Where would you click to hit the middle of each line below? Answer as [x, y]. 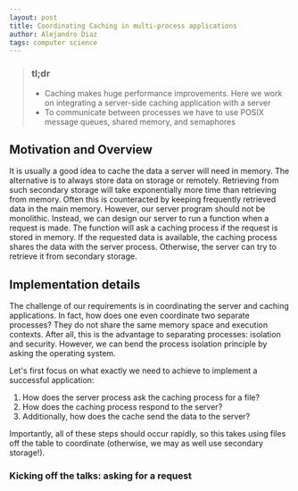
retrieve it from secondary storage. [73, 256]
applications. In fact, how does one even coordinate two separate [129, 316]
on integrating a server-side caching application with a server [157, 103]
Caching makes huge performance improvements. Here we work [163, 93]
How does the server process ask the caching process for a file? [141, 397]
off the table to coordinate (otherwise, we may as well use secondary [137, 444]
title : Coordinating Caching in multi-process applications [124, 26]
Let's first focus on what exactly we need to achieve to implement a [133, 370]
